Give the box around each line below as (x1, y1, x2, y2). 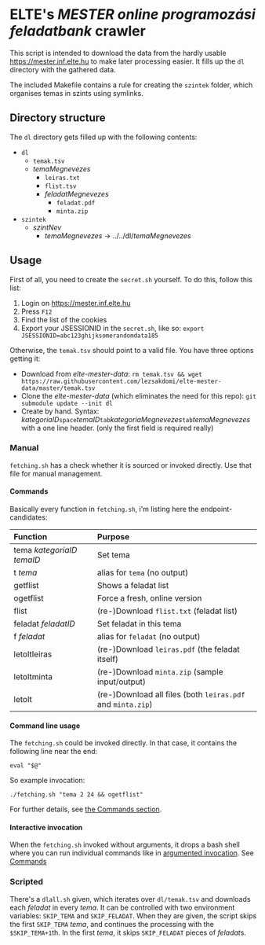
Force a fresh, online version (96, 593, 202, 604)
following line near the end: (9, 747, 98, 756)
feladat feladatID (13, 619, 76, 630)
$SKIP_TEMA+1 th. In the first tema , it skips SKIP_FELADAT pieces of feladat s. (9, 928, 247, 937)
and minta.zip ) (96, 699, 153, 710)
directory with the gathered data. (9, 64, 117, 74)
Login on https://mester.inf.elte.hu (20, 298, 131, 307)
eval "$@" (9, 762, 42, 770)
